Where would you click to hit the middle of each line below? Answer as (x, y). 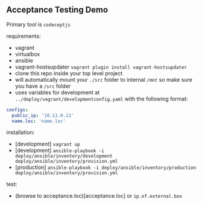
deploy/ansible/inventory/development (64, 156)
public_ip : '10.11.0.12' (43, 115)
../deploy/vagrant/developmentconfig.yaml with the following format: (101, 99)
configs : (17, 110)
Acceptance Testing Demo (57, 10)
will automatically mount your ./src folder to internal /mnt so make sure (104, 79)
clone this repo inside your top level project (69, 73)
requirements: (24, 36)
